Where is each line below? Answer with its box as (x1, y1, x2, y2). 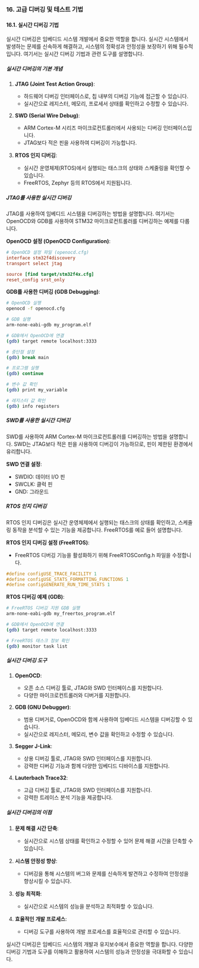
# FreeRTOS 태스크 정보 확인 (6, 637, 70, 643)
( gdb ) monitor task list (6, 643, 68, 649)
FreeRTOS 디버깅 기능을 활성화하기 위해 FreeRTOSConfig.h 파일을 (14, 551, 171, 558)
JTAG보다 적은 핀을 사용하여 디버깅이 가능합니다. (23, 139, 137, 146)
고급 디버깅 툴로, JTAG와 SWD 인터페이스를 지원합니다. (23, 787, 153, 794)
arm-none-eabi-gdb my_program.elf (6, 322, 92, 328)
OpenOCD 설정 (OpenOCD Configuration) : (6, 238, 111, 245)
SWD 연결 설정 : (6, 460, 43, 467)
